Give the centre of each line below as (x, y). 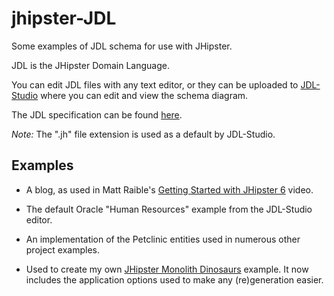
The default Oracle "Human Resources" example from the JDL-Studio (169, 209)
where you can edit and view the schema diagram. (144, 95)
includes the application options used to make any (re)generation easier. (174, 279)
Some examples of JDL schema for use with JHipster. (122, 46)
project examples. (63, 249)
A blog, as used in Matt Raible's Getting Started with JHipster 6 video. (169, 189)
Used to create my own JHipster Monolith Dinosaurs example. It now (167, 269)
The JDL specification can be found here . (97, 114)
